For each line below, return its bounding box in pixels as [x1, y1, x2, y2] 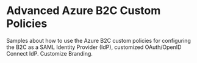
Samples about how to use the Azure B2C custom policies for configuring [6, 37, 191, 44]
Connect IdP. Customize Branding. [6, 50, 93, 57]
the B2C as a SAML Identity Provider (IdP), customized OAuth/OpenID [6, 43, 182, 51]
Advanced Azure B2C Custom [6, 4, 161, 18]
